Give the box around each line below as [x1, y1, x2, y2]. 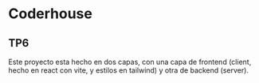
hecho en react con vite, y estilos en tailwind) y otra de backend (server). [8, 66, 249, 75]
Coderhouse [8, 5, 93, 23]
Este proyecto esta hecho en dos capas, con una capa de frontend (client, [8, 57, 252, 66]
